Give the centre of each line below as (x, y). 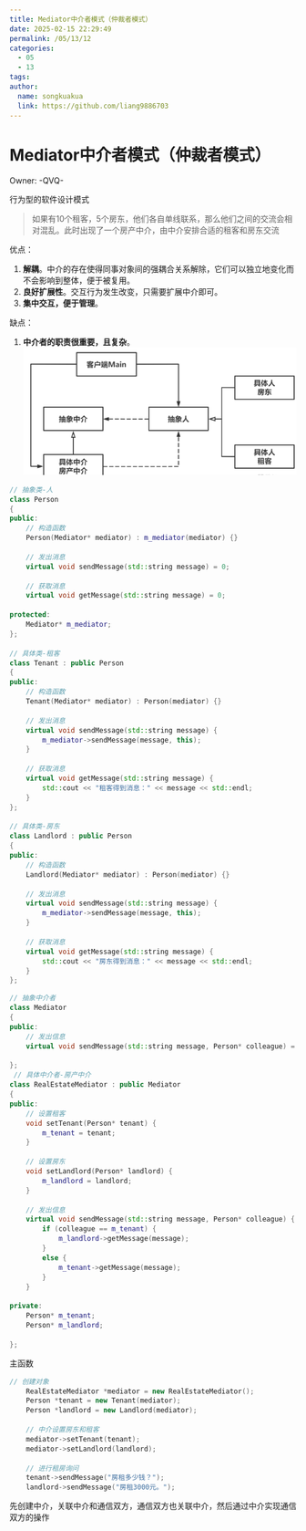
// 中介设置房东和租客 (63, 1430)
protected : (30, 615)
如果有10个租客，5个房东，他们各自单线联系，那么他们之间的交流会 (158, 219)
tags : (20, 78)
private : (26, 1306)
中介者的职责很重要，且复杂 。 (78, 342)
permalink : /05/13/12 (51, 38)
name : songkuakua (51, 96)
